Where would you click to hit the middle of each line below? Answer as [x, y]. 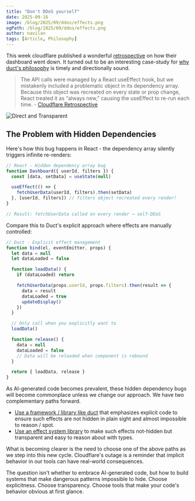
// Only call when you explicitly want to [64, 323]
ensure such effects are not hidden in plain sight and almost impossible [100, 419]
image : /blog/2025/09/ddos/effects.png [55, 22]
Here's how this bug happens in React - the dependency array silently [90, 148]
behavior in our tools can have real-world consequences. [75, 462]
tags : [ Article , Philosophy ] [42, 39]
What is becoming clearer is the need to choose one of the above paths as [96, 449]
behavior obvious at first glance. [45, 492]
